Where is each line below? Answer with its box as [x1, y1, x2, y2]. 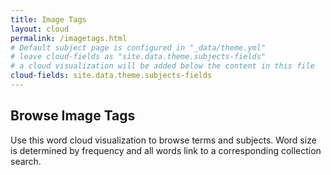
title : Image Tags [10, 14, 87, 25]
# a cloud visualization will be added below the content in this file [10, 61, 315, 71]
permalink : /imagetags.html [10, 33, 128, 43]
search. [10, 155, 42, 167]
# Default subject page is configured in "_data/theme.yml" [10, 42, 267, 53]
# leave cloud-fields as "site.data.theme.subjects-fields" [10, 52, 267, 62]
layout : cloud [10, 24, 70, 34]
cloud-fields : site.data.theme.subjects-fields [10, 71, 213, 81]
